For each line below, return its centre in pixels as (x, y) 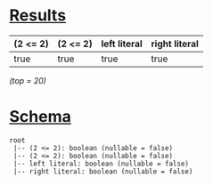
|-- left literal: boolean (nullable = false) (101, 164)
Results (38, 16)
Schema (40, 117)
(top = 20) (28, 80)
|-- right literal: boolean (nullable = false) (103, 171)
